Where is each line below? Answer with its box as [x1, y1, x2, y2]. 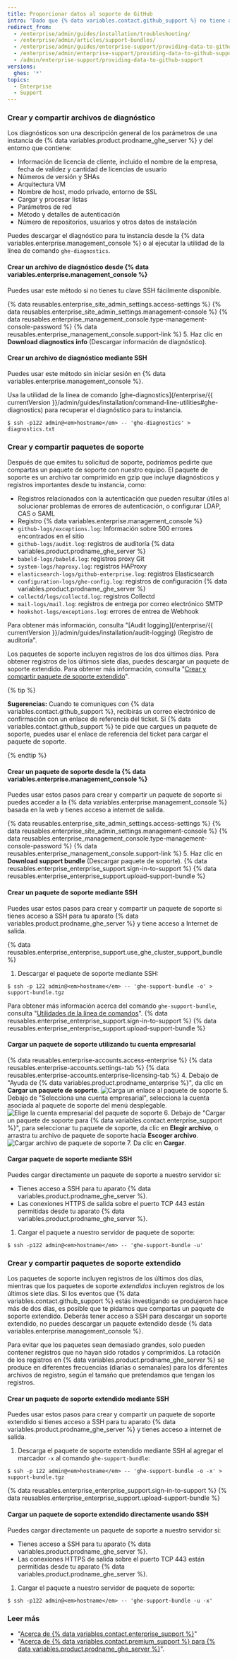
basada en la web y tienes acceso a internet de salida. [7, 805, 165, 814]
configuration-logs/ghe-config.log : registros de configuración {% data [17, 577, 228, 586]
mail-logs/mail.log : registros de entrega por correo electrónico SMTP [17, 600, 224, 608]
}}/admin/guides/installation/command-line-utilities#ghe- [51, 398, 219, 407]
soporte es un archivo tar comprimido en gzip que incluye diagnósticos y [7, 473, 220, 482]
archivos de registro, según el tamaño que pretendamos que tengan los [7, 1371, 215, 1380]
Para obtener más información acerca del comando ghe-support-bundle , [7, 1001, 217, 1010]
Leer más [7, 1613, 40, 1623]
